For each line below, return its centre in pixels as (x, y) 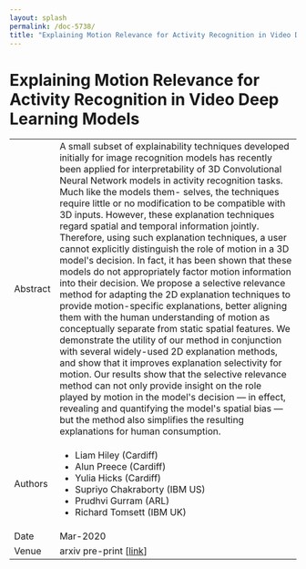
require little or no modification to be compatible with (172, 203)
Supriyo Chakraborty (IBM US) (140, 490)
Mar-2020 (82, 536)
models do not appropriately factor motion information (175, 272)
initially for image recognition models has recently (166, 158)
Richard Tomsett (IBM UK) (131, 512)
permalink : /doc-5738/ (52, 26)
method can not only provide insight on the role (160, 386)
